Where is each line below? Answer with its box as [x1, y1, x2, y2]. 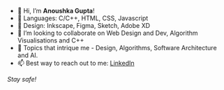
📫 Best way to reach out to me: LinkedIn [17, 59, 135, 67]
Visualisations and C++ [17, 36, 84, 45]
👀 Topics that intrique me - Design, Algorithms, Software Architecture [17, 44, 218, 52]
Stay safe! [7, 75, 37, 83]
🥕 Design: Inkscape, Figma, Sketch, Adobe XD [17, 22, 151, 29]
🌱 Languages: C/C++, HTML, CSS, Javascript [17, 14, 149, 22]
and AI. [17, 51, 38, 59]
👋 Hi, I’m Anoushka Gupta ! [17, 7, 96, 15]
